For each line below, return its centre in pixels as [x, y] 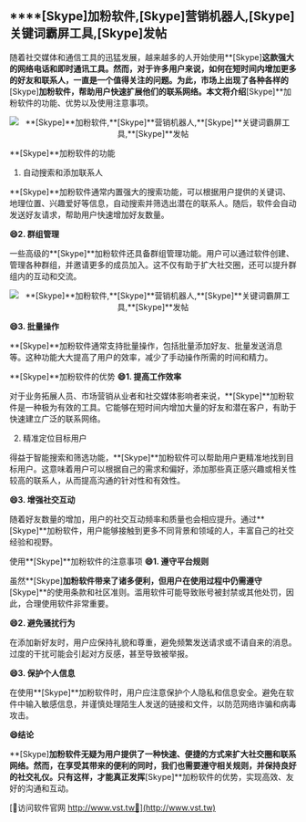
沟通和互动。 [49, 788]
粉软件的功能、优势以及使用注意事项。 [81, 102]
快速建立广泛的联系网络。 [57, 419]
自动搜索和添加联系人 [62, 172]
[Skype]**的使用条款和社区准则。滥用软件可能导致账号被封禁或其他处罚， [148, 592]
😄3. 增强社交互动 [42, 499]
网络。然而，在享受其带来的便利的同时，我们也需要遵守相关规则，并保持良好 [153, 765]
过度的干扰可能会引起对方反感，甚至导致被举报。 [101, 653]
